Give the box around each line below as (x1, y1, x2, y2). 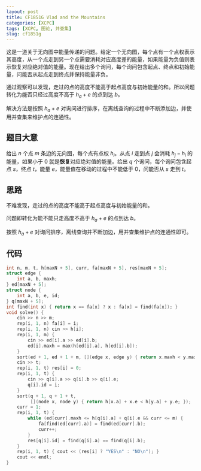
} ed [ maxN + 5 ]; (6, 282, 47, 288)
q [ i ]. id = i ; (28, 382, 60, 388)
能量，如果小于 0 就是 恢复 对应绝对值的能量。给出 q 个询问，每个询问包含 (6, 158, 187, 165)
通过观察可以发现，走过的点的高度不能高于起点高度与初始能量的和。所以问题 (6, 83, 195, 90)
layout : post (6, 8, 39, 15)
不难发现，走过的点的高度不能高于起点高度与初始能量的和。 (6, 202, 153, 209)
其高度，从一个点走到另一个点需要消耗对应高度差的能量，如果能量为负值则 (6, 56, 190, 63)
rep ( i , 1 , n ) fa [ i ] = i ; (17, 321, 79, 327)
